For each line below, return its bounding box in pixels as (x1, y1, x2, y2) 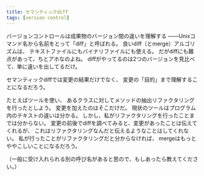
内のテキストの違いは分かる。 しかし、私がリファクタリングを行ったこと (6, 111, 189, 119)
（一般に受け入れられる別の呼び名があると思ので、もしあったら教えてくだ (6, 155, 194, 163)
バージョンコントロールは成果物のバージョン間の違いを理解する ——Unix (6, 32, 191, 40)
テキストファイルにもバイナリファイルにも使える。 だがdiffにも (29, 47, 189, 55)
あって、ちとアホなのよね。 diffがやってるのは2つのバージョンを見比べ (16, 55, 195, 62)
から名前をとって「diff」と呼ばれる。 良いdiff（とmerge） (27, 40, 174, 47)
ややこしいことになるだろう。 (6, 142, 81, 150)
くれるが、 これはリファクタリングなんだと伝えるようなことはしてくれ (6, 127, 184, 134)
